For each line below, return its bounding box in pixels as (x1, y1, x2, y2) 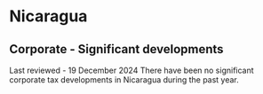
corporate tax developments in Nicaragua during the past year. (9, 74, 240, 85)
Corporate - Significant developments (9, 42, 224, 57)
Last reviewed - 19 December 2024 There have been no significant (9, 65, 255, 75)
